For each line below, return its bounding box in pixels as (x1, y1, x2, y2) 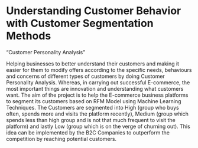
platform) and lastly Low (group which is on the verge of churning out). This (6, 123, 190, 130)
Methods (6, 29, 51, 42)
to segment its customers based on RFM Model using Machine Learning (6, 97, 181, 104)
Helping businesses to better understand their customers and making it (6, 60, 179, 67)
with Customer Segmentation (6, 17, 154, 30)
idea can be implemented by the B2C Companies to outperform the (6, 129, 170, 136)
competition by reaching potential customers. (6, 135, 117, 142)
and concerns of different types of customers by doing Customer (6, 73, 165, 80)
